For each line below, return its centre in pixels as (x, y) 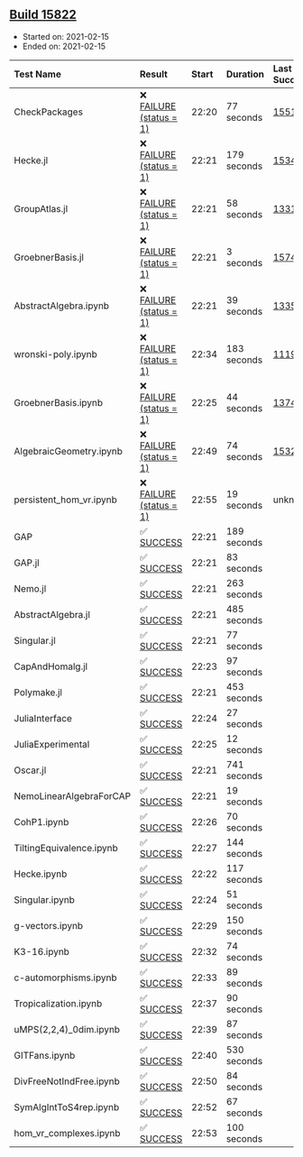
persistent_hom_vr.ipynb (65, 500)
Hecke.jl (31, 160)
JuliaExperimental (52, 744)
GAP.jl (27, 563)
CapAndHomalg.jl (51, 666)
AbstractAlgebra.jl (52, 614)
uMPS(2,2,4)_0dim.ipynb (67, 1029)
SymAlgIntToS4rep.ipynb (67, 1106)
